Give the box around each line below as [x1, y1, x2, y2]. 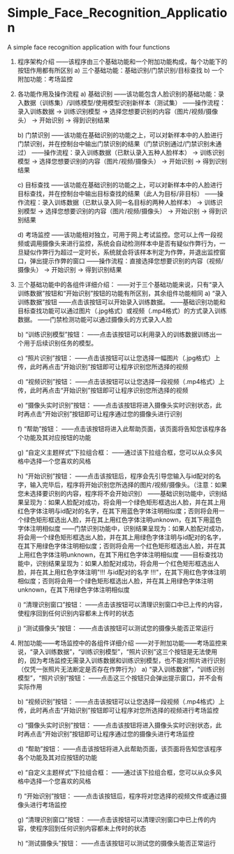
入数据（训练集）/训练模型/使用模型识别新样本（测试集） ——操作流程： [17, 98, 226, 106]
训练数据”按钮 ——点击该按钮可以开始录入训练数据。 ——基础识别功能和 [17, 297, 226, 306]
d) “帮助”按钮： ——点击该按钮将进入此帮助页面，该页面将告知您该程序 [17, 744, 222, 753]
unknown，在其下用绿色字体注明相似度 [17, 585, 131, 594]
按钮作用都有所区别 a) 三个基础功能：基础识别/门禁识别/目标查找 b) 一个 [17, 66, 225, 74]
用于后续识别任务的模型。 [23, 339, 98, 347]
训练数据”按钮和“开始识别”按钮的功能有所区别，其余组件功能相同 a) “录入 [17, 289, 228, 297]
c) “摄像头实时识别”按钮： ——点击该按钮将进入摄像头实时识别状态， [17, 720, 216, 729]
